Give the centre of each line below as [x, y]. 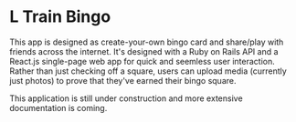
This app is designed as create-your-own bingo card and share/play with [147, 42]
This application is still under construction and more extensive [127, 98]
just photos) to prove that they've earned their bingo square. [123, 80]
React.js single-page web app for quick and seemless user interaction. [143, 61]
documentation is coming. [58, 107]
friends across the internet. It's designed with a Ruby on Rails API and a [144, 51]
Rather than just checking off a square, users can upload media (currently [148, 71]
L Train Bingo [60, 17]
